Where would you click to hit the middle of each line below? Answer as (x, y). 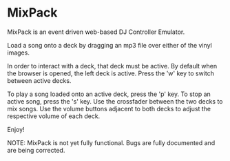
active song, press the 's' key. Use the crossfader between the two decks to (115, 101)
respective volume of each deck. (54, 116)
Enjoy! (16, 129)
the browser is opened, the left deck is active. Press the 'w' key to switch (111, 73)
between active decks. (39, 80)
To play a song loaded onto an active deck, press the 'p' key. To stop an (109, 94)
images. (18, 53)
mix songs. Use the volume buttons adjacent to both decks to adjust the (109, 108)
